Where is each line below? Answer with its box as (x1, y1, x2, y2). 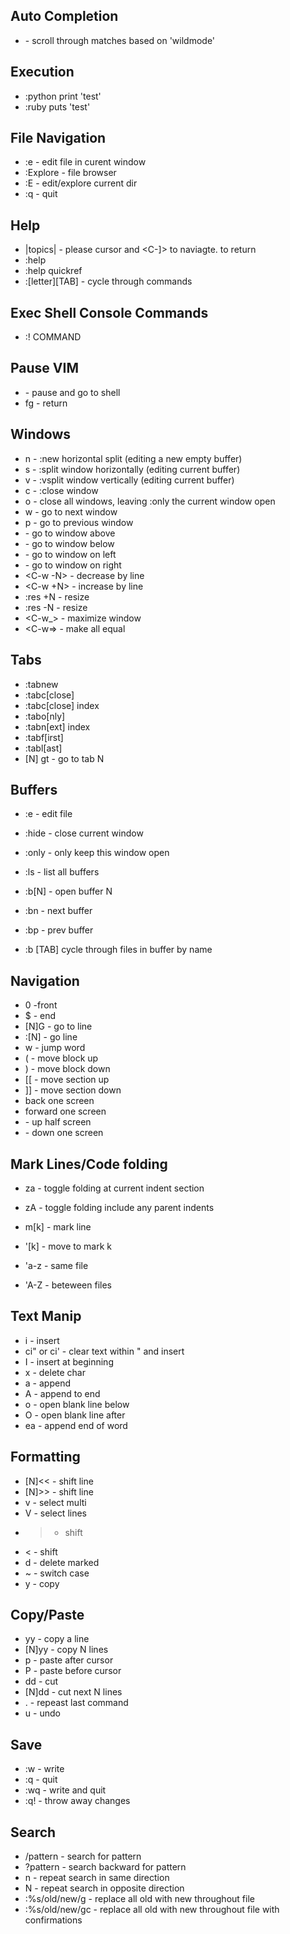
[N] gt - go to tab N (24, 752, 105, 764)
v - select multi (24, 1496, 87, 1508)
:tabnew (24, 678, 59, 690)
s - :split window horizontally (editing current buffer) (24, 463, 241, 475)
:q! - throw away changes (24, 1795, 131, 1807)
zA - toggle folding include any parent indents (24, 1201, 215, 1213)
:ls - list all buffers (24, 866, 100, 878)
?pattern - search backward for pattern (24, 1861, 187, 1873)
